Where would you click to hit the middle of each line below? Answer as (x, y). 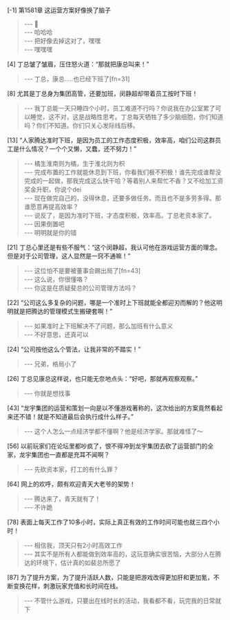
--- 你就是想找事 (47, 393)
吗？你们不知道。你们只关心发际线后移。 (81, 125)
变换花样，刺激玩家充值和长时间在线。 (67, 586)
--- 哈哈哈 (38, 32)
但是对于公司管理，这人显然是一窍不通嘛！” (69, 256)
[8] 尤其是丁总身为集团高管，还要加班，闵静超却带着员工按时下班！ (103, 93)
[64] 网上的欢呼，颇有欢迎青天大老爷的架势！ (71, 484)
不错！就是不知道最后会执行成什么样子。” (76, 416)
